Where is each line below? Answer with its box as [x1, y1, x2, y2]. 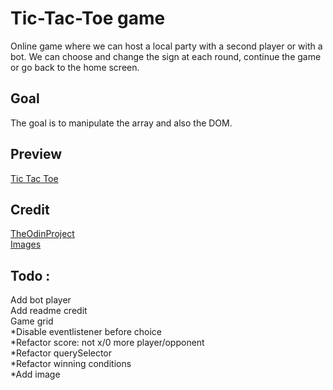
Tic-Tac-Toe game [10, 7, 166, 30]
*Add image [10, 368, 61, 381]
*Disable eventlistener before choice [10, 326, 163, 338]
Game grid [10, 315, 54, 327]
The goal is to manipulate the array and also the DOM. [10, 117, 233, 129]
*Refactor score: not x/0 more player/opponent [10, 337, 205, 349]
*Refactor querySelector [10, 347, 113, 359]
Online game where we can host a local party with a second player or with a [10, 40, 323, 52]
